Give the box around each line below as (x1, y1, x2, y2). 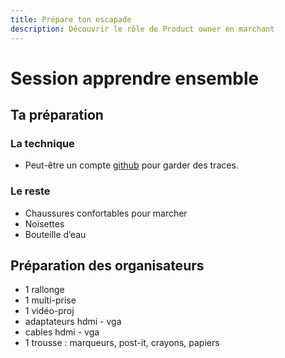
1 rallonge (24, 284, 65, 296)
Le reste (10, 184, 51, 198)
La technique (10, 137, 75, 150)
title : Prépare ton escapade (10, 14, 132, 25)
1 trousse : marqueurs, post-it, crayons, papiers (24, 337, 220, 349)
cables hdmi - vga (24, 326, 100, 338)
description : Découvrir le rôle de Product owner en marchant (10, 24, 275, 34)
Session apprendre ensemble (10, 67, 260, 90)
